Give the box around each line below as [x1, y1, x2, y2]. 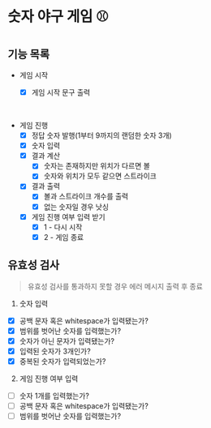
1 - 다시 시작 [43, 222, 83, 232]
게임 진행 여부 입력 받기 [31, 212, 106, 221]
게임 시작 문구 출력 [31, 88, 91, 97]
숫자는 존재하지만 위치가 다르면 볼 [43, 161, 151, 171]
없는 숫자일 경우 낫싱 [43, 202, 110, 212]
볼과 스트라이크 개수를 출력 [43, 191, 129, 201]
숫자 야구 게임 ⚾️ [7, 7, 109, 26]
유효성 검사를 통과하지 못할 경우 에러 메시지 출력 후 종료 [27, 281, 204, 291]
